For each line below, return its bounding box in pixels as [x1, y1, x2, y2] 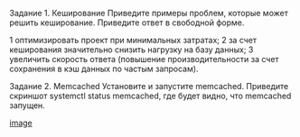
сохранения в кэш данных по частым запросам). [9, 63, 199, 74]
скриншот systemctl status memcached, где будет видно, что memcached [9, 90, 292, 101]
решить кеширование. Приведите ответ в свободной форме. [9, 17, 245, 28]
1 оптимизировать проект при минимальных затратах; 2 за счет [9, 35, 258, 45]
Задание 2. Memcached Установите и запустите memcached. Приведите [9, 81, 289, 91]
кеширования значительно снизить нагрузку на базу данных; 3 [9, 44, 254, 55]
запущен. [9, 100, 45, 111]
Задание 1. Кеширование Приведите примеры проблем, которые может [9, 8, 289, 18]
